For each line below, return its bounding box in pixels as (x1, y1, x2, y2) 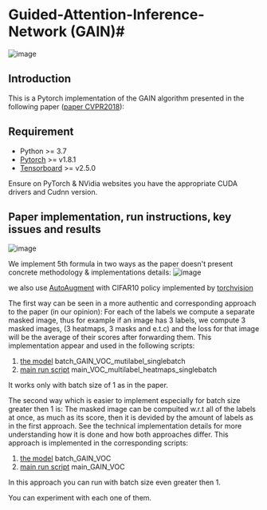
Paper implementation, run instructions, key (8, 210, 232, 223)
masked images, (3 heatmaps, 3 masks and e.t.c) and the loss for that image (8, 324, 260, 334)
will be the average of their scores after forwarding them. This (8, 333, 212, 342)
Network (8, 22, 68, 41)
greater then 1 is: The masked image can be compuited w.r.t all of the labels (8, 405, 257, 414)
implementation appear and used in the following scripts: (8, 341, 195, 350)
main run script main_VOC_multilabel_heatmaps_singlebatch (19, 365, 218, 374)
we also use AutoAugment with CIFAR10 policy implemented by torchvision (8, 283, 253, 293)
